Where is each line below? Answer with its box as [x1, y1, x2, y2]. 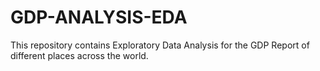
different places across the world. [10, 49, 149, 61]
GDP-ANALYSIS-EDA [10, 6, 188, 29]
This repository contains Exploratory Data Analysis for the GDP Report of [10, 39, 310, 51]
